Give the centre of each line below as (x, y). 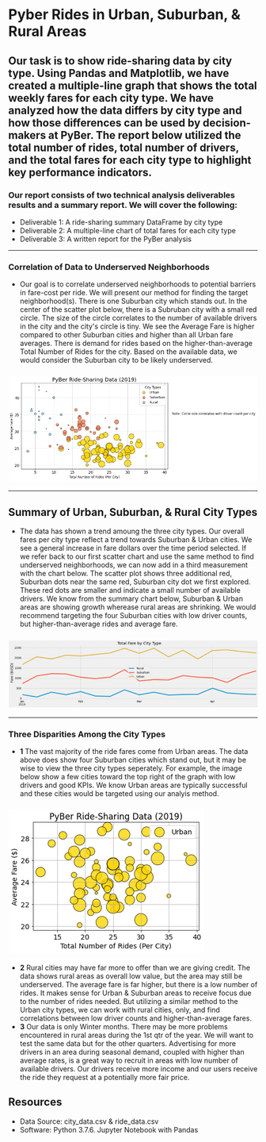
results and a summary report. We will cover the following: (123, 205)
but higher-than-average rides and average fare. (99, 624)
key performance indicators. (80, 172)
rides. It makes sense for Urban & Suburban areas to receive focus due (135, 993)
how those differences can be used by (104, 123)
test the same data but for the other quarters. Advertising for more (127, 1043)
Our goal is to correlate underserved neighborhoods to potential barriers (138, 284)
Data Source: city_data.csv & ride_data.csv (89, 1121)
